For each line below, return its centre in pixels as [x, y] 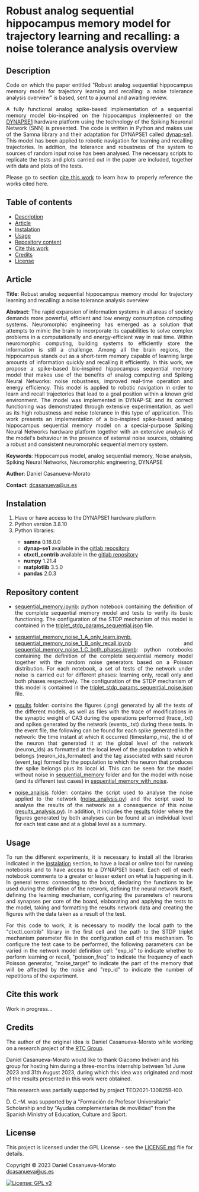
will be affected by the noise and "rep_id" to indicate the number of [99, 970]
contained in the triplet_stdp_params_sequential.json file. [84, 625]
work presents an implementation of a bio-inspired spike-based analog [99, 419]
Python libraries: [35, 530]
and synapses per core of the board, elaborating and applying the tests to [99, 902]
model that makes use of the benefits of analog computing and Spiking [99, 375]
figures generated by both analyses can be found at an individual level [104, 818]
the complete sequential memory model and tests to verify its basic [104, 613]
